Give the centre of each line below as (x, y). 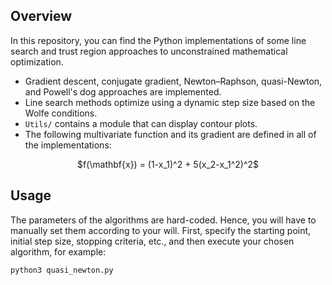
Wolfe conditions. (61, 113)
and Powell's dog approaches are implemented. (123, 91)
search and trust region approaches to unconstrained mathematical (149, 51)
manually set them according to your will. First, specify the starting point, (161, 230)
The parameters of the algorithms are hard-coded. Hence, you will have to (163, 220)
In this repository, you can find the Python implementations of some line (158, 40)
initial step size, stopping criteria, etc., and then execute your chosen (152, 241)
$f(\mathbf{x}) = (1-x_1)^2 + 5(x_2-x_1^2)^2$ (168, 164)
